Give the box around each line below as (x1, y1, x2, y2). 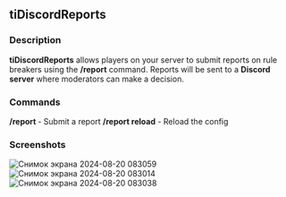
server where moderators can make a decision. (9, 73, 185, 84)
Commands (9, 96, 61, 108)
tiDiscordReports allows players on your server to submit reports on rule (9, 54, 278, 65)
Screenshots (9, 138, 66, 150)
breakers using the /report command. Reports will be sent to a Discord (9, 64, 271, 74)
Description (9, 34, 62, 47)
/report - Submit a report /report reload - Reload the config (9, 116, 229, 126)
